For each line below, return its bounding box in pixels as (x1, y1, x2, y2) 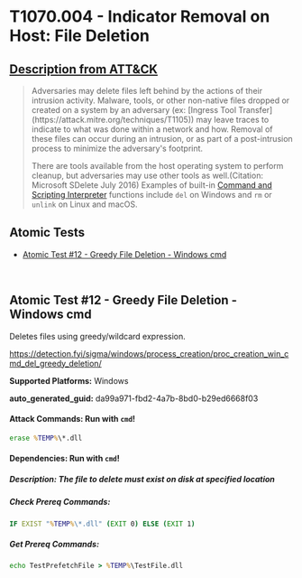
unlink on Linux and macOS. (31, 199, 138, 210)
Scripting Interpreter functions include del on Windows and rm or (31, 190, 272, 200)
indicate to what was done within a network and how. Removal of (31, 124, 273, 135)
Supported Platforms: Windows (9, 375, 129, 386)
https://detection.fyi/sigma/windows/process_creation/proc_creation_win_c (9, 348, 289, 359)
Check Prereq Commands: (9, 497, 111, 508)
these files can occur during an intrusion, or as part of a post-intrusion (31, 134, 293, 144)
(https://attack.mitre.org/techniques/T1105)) (31, 115, 195, 125)
